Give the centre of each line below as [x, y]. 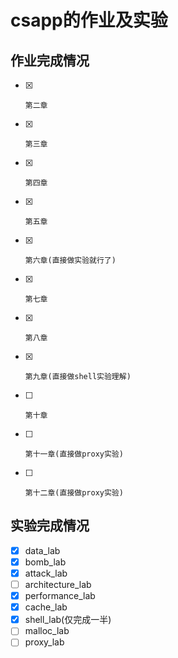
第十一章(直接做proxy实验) [74, 454]
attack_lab [46, 573]
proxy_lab [44, 642]
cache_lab [46, 607]
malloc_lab [47, 631]
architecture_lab [58, 584]
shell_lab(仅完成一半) [68, 620]
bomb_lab [45, 562]
